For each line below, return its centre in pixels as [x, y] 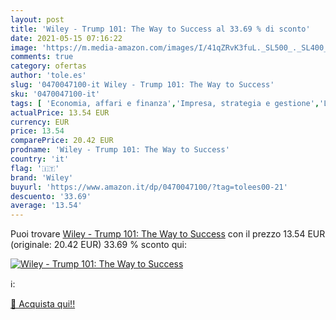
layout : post [37, 19]
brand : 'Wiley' [42, 177]
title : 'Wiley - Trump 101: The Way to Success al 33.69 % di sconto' [160, 29]
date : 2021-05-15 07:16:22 [66, 38]
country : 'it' [40, 159]
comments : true [42, 57]
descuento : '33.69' [51, 196]
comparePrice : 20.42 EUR [62, 141]
